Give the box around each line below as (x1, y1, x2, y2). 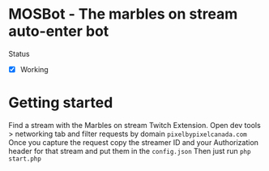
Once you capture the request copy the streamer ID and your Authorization (8, 137, 259, 147)
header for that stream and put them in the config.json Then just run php (8, 146, 251, 156)
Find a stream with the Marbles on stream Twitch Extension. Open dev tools (8, 120, 261, 130)
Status (8, 49, 30, 58)
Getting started (8, 94, 113, 112)
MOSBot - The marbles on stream (8, 5, 238, 24)
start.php (8, 155, 42, 163)
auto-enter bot (8, 22, 109, 41)
